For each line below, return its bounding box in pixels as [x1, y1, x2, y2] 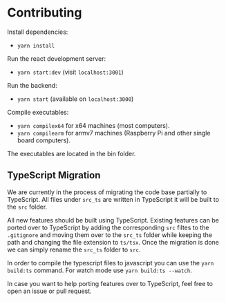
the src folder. [7, 202, 48, 211]
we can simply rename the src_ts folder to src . [7, 245, 141, 254]
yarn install [17, 42, 55, 49]
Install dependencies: [7, 28, 68, 36]
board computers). [17, 136, 71, 144]
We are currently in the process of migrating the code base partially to [7, 188, 207, 196]
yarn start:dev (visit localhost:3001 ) [17, 68, 124, 76]
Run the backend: [7, 81, 57, 89]
